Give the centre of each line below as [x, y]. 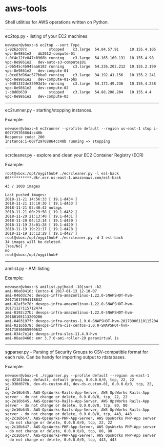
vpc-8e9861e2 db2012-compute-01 [40, 54]
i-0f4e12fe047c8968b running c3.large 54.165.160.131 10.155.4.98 [79, 58]
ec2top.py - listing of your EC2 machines [46, 36]
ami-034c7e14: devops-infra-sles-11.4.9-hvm [51, 334]
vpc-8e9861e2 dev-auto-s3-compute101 [46, 62]
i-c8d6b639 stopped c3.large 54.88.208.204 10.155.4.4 [78, 92]
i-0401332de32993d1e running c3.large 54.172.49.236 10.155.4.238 [81, 84]
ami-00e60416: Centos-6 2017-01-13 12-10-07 [51, 291]
